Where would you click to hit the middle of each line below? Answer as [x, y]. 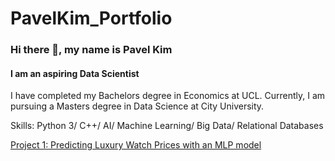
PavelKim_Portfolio [91, 18]
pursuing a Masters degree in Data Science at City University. [137, 106]
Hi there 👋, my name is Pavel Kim [91, 50]
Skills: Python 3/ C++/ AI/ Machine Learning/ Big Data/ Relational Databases [167, 126]
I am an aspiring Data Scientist [75, 73]
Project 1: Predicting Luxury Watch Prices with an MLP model [136, 145]
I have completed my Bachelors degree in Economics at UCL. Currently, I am [168, 96]
